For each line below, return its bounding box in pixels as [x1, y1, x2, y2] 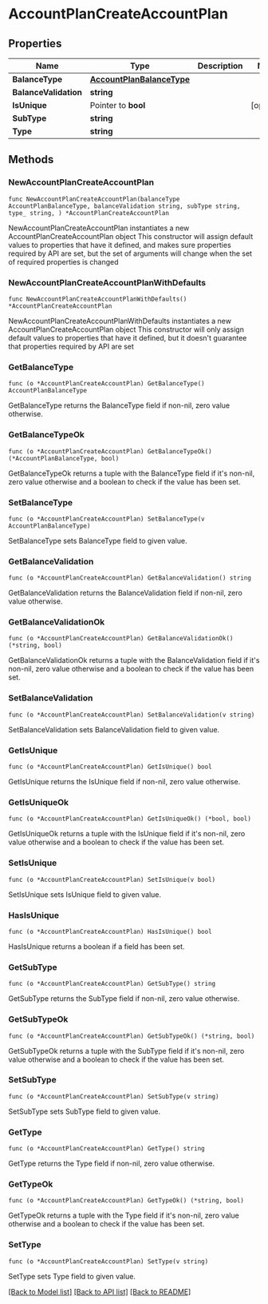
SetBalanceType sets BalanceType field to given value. [8, 536, 187, 545]
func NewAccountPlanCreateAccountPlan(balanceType [8, 195, 180, 203]
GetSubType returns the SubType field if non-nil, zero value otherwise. [8, 994, 240, 1003]
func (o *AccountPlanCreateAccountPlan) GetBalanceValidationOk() [8, 635, 234, 643]
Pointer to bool [89, 100, 146, 110]
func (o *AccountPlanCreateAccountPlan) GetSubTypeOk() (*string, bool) [8, 1032, 255, 1040]
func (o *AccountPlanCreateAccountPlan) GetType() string [8, 1145, 205, 1153]
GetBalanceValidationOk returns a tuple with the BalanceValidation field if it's [8, 656, 260, 665]
